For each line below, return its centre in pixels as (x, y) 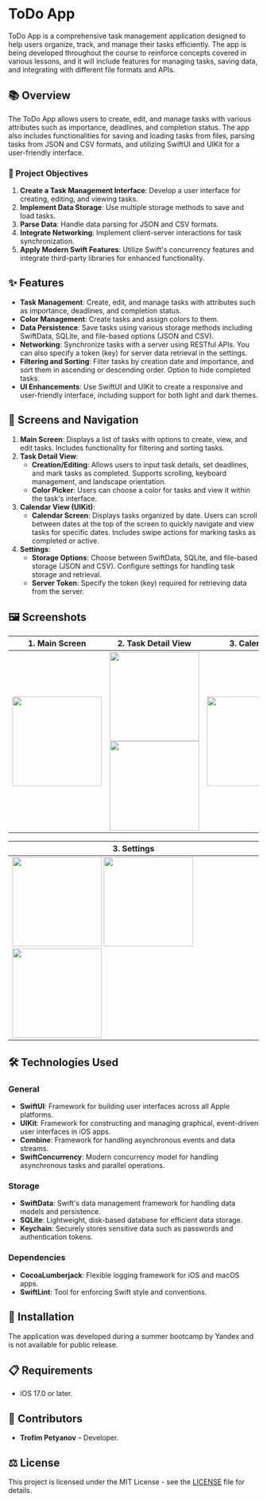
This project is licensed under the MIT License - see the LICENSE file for (126, 1482)
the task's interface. (64, 498)
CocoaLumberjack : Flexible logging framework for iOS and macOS (130, 1275)
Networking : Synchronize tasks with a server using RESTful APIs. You (135, 344)
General (24, 1088)
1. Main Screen (57, 643)
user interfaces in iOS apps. (65, 1132)
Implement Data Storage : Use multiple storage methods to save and (132, 208)
